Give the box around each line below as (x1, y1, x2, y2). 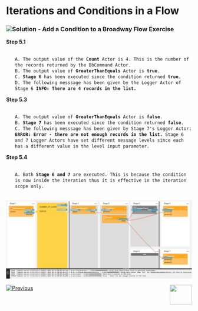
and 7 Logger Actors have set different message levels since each (14, 138, 184, 143)
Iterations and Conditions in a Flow (6, 4, 180, 18)
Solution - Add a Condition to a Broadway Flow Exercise (12, 25, 174, 34)
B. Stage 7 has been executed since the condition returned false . (14, 120, 184, 126)
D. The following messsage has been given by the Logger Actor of (14, 80, 181, 86)
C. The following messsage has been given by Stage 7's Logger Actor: (14, 126, 192, 132)
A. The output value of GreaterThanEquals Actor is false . (14, 114, 163, 120)
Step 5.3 (6, 96, 28, 103)
